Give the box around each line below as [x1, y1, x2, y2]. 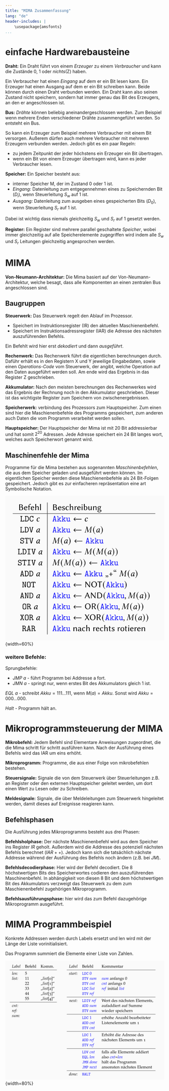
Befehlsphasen [5, 815, 54, 824]
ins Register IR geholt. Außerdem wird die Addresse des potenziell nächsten [5, 844, 163, 850]
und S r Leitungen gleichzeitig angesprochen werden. [5, 239, 115, 246]
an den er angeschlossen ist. [5, 100, 66, 106]
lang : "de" [5, 13, 28, 19]
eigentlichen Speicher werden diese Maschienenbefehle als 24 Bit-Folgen [5, 475, 159, 481]
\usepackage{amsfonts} [14, 24, 62, 29]
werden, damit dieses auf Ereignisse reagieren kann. [5, 801, 115, 807]
